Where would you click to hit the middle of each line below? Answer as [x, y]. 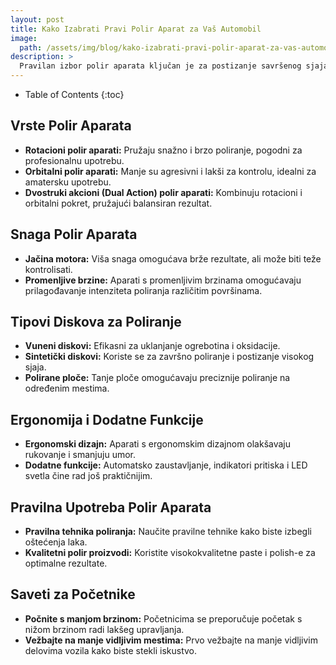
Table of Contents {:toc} [74, 94]
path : [31, 47]
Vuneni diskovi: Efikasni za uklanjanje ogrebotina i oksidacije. [152, 346]
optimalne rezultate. [66, 563]
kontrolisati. [48, 269]
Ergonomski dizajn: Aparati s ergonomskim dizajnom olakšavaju [158, 444]
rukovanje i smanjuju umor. [80, 455]
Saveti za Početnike [73, 594]
